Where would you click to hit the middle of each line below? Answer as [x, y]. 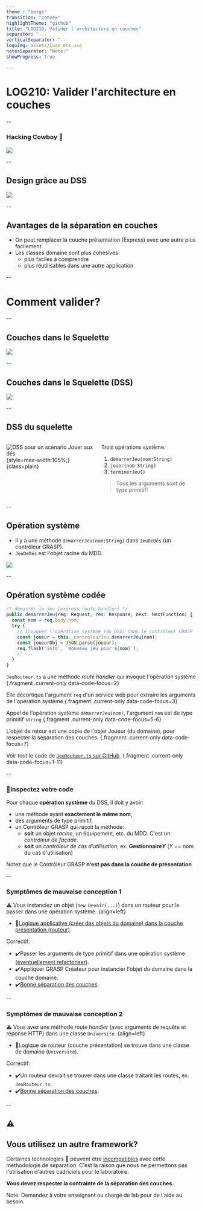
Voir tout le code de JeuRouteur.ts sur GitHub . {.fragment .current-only [95, 756]
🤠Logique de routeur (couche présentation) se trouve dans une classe [102, 1045]
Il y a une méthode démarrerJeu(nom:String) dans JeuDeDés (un [93, 540]
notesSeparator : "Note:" [37, 51]
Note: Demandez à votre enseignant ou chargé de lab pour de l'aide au [94, 1195]
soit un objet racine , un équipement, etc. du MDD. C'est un [97, 834]
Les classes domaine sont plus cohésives [67, 253]
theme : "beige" [27, 12]
